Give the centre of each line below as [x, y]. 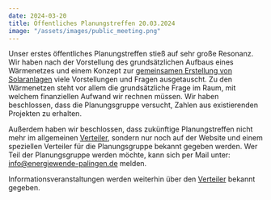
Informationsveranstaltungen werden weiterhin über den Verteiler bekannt [132, 179]
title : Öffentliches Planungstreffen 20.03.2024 [92, 23]
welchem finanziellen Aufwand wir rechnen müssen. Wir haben [114, 97]
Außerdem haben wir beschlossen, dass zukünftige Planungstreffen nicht [131, 129]
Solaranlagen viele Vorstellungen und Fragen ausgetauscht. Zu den [121, 79]
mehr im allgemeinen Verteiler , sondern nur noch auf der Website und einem [135, 138]
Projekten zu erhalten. [45, 114]
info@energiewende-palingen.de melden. [78, 164]
